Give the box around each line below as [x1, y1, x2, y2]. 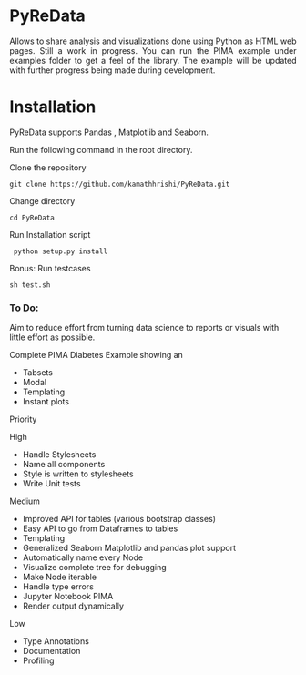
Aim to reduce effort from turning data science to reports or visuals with [9, 322, 280, 333]
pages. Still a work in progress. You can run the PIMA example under [9, 45, 297, 56]
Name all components [22, 459, 106, 470]
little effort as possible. [9, 332, 96, 343]
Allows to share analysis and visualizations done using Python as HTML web [9, 36, 297, 46]
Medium [9, 496, 41, 506]
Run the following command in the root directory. [9, 144, 193, 155]
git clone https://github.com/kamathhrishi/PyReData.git [9, 179, 230, 189]
